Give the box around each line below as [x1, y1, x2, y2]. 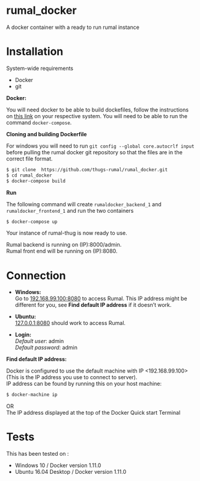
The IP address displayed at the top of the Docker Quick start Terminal [6, 409, 181, 417]
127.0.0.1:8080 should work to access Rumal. [14, 319, 126, 327]
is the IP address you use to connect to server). [20, 374, 138, 381]
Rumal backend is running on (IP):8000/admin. [6, 241, 122, 248]
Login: [14, 331, 32, 338]
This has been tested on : [6, 450, 69, 457]
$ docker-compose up [6, 218, 58, 225]
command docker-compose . [6, 119, 72, 126]
